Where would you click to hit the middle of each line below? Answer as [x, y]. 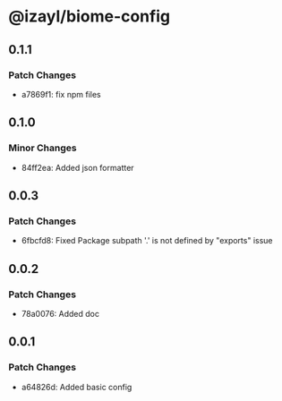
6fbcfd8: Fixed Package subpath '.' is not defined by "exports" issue [147, 241]
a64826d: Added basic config [77, 387]
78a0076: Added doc [60, 313]
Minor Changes [43, 148]
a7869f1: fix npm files [61, 94]
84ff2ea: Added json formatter [78, 167]
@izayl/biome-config [90, 17]
